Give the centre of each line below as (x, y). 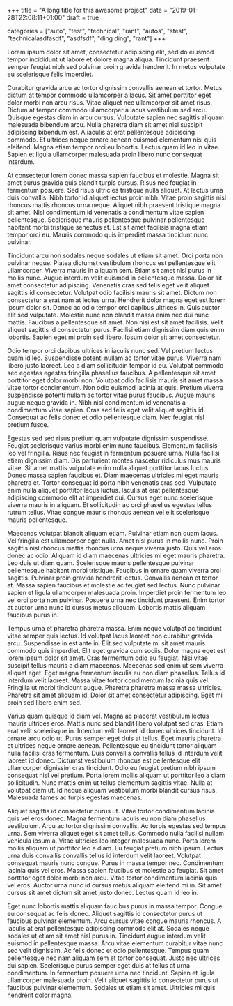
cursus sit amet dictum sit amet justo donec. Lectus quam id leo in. (103, 893)
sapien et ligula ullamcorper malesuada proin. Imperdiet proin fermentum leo (117, 593)
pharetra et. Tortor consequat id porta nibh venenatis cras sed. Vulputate (112, 483)
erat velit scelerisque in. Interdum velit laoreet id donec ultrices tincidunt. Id (115, 731)
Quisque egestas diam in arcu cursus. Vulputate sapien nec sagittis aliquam (116, 117)
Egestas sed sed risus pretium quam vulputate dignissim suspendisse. (108, 438)
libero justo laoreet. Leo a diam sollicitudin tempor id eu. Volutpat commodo (115, 365)
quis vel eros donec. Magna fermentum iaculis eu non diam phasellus (106, 818)
